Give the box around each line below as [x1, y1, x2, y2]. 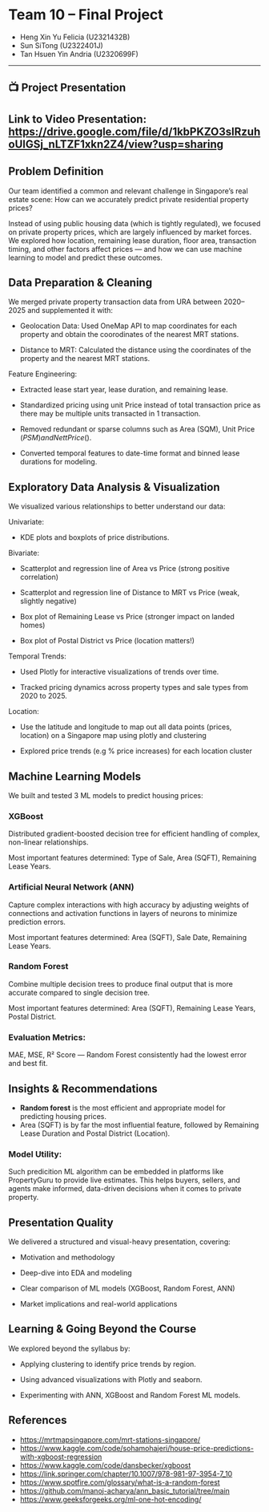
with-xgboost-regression [19, 1452, 102, 1461]
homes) [19, 620, 46, 630]
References [8, 1413, 67, 1427]
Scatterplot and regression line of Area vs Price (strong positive [19, 564, 230, 574]
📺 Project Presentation [8, 81, 126, 95]
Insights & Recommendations [8, 1081, 158, 1096]
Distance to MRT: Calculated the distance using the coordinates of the [19, 345, 251, 355]
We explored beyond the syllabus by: [8, 1344, 130, 1353]
